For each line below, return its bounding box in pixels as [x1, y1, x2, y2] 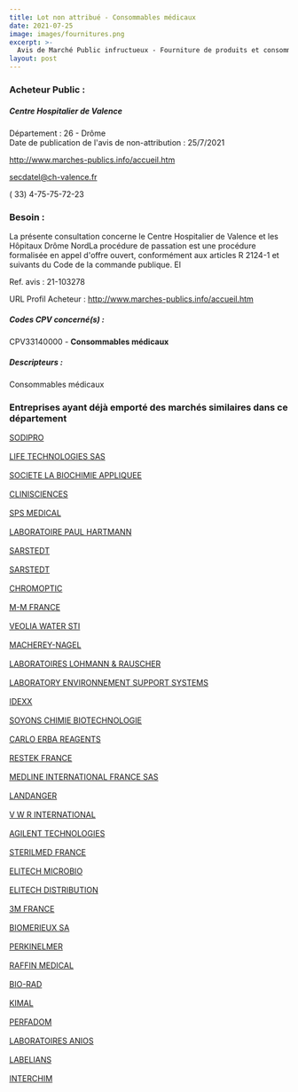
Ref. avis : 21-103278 [9, 277, 86, 287]
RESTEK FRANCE [9, 753, 73, 764]
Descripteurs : [9, 357, 64, 367]
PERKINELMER [9, 941, 64, 952]
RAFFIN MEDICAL [9, 960, 74, 971]
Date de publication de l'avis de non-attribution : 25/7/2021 [9, 137, 225, 147]
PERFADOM [9, 1017, 52, 1027]
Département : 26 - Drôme [9, 128, 106, 138]
